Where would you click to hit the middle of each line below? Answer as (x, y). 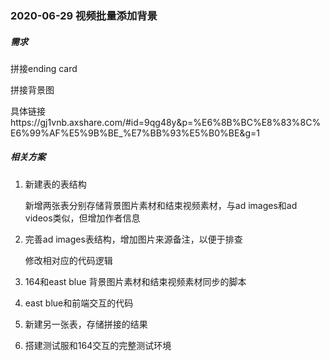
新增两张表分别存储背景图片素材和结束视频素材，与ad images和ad (161, 205)
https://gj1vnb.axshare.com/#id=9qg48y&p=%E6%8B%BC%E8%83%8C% (166, 122)
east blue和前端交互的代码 (79, 303)
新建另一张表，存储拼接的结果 (86, 324)
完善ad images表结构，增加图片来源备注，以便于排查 (133, 239)
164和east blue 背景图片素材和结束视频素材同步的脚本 (135, 281)
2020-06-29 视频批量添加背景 (84, 15)
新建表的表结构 (55, 184)
